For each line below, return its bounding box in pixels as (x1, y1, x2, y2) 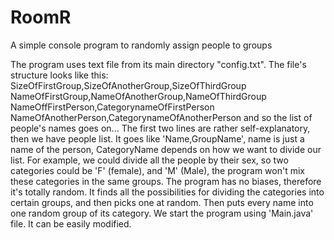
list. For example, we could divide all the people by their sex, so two (10, 154, 289, 166)
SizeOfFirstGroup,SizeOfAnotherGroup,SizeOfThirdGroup (10, 79, 247, 91)
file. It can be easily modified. (10, 217, 132, 230)
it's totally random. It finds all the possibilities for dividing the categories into (10, 186, 325, 198)
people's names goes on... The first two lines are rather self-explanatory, (10, 122, 311, 134)
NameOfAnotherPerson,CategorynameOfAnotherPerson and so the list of (10, 111, 313, 123)
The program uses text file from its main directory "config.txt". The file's (10, 58, 307, 70)
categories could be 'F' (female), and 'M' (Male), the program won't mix (10, 164, 305, 176)
